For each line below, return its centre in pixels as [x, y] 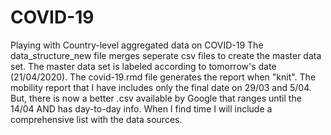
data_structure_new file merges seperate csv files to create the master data [166, 55]
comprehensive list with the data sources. [96, 119]
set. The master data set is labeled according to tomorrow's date [143, 66]
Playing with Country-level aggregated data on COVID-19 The [137, 45]
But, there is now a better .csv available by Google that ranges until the [156, 98]
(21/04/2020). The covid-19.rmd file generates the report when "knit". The [163, 77]
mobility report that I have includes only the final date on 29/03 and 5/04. [161, 87]
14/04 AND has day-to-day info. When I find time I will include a [141, 108]
